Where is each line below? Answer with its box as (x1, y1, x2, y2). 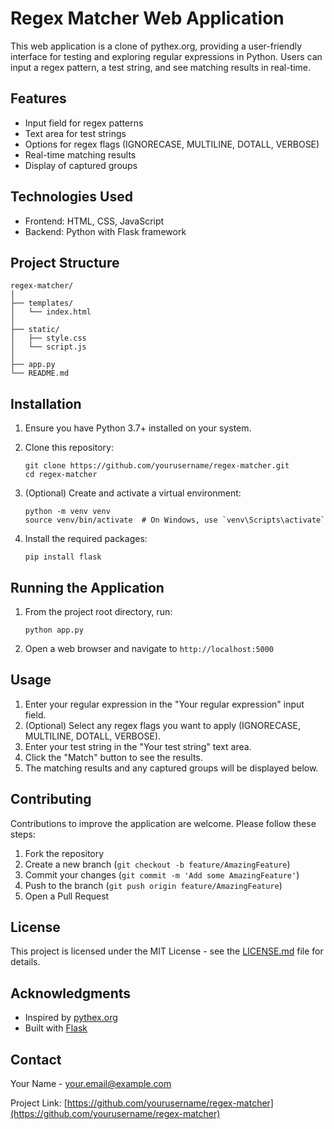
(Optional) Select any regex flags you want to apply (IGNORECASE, (24, 719, 302, 731)
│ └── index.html (10, 307, 92, 317)
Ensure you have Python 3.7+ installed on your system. (24, 422, 252, 434)
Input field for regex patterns (24, 117, 144, 129)
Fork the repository (24, 847, 105, 859)
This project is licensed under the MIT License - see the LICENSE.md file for (10, 945, 324, 957)
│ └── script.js (10, 342, 87, 352)
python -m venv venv (24, 507, 111, 517)
